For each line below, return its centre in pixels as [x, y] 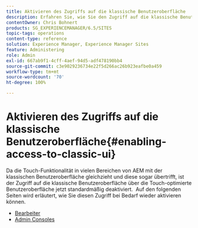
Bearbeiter [27, 213]
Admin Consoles [34, 219]
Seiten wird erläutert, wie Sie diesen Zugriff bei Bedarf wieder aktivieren [94, 195]
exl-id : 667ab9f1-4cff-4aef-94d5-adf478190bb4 [64, 61]
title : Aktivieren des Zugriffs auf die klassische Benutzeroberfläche [96, 11]
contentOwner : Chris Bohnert [42, 22]
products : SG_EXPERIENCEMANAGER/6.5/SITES [59, 28]
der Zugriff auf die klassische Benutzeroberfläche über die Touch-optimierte [99, 183]
